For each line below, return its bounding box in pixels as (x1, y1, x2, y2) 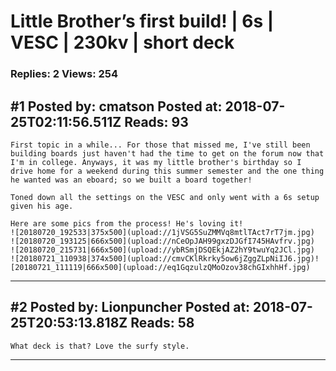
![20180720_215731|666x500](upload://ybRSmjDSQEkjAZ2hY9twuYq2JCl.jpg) (10, 245, 315, 255)
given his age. (10, 201, 74, 211)
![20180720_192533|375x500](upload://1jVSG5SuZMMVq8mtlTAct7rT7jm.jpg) (10, 227, 315, 237)
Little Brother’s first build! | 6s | (10, 10, 275, 33)
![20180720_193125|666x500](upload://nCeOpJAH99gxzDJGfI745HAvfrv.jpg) (10, 236, 315, 246)
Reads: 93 (124, 113, 189, 130)
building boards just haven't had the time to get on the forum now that (10, 148, 325, 159)
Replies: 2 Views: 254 (10, 67, 119, 81)
